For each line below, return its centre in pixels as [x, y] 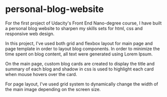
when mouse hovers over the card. [41, 74]
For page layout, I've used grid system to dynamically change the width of [82, 84]
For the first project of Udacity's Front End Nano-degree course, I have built [83, 23]
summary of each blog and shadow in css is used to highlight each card [79, 69]
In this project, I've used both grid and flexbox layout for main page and [79, 43]
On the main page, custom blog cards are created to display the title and [80, 63]
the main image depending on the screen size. [53, 89]
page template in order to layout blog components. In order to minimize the [82, 48]
